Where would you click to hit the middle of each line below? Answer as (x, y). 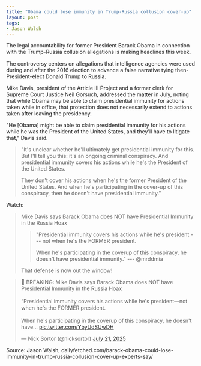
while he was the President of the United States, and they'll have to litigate (98, 132)
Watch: (15, 205)
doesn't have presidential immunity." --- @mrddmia (99, 259)
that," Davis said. (27, 138)
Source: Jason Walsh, (33, 350)
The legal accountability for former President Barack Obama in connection (98, 46)
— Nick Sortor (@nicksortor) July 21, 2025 (73, 339)
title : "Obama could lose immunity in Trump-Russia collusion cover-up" (99, 12)
